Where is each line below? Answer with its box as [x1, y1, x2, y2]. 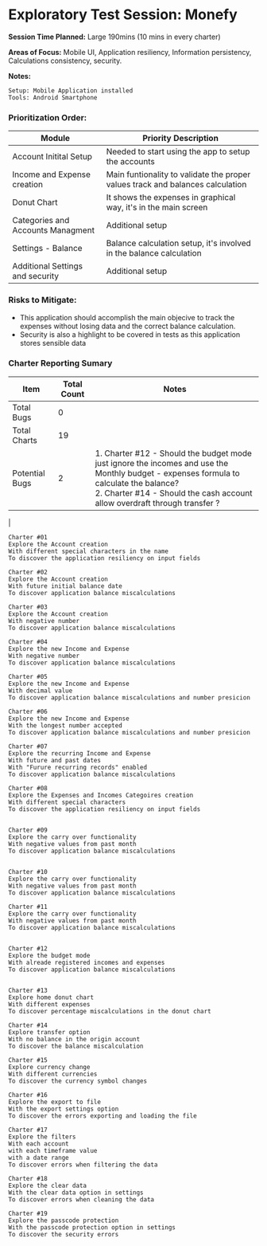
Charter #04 [8, 637, 48, 646]
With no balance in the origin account [8, 1035, 141, 1043]
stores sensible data [19, 338, 87, 347]
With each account [8, 1139, 69, 1148]
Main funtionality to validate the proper [106, 169, 251, 180]
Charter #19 [8, 1209, 48, 1217]
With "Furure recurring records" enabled [8, 763, 148, 771]
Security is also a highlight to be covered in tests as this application [19, 329, 241, 339]
